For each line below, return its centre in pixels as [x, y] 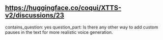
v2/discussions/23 [35, 16]
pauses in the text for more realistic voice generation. [59, 32]
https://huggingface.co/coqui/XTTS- [63, 8]
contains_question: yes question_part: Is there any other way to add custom [82, 27]
